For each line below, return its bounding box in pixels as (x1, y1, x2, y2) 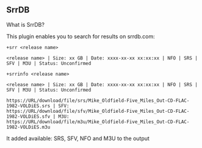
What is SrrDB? (6, 21, 45, 28)
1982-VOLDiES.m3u (6, 124, 51, 130)
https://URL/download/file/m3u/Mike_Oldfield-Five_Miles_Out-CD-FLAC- (6, 118, 190, 125)
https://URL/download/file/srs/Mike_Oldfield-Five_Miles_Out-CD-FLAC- (6, 97, 190, 104)
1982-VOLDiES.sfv (6, 113, 51, 119)
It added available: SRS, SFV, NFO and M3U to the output (6, 135, 150, 142)
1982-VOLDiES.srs (6, 103, 51, 109)
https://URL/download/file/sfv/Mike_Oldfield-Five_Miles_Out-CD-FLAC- (6, 108, 190, 114)
